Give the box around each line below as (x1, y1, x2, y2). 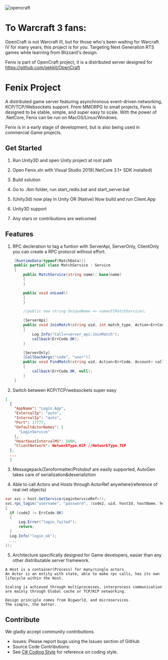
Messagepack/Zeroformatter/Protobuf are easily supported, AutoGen (12, 466, 155, 472)
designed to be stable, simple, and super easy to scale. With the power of (5, 109, 157, 115)
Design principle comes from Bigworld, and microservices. (5, 597, 131, 602)
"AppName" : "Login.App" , (14, 406, 66, 411)
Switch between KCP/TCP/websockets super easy (12, 387, 116, 393)
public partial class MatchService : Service (14, 263, 111, 268)
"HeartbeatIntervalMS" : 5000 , (14, 438, 77, 444)
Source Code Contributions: (12, 643, 70, 650)
